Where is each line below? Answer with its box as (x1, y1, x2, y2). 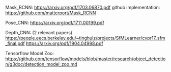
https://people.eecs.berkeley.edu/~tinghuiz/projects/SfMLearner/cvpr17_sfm (5, 35, 165, 41)
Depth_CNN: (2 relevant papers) (5, 30, 73, 35)
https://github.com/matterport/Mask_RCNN (5, 10, 96, 16)
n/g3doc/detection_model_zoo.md (5, 61, 77, 67)
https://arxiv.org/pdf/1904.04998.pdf (25, 40, 103, 46)
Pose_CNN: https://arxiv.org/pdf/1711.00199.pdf (5, 20, 104, 26)
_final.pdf (5, 40, 25, 46)
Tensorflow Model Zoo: (5, 51, 54, 56)
